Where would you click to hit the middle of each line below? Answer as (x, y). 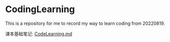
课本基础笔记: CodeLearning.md (39, 33)
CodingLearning (40, 9)
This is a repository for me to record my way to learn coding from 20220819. (85, 23)
